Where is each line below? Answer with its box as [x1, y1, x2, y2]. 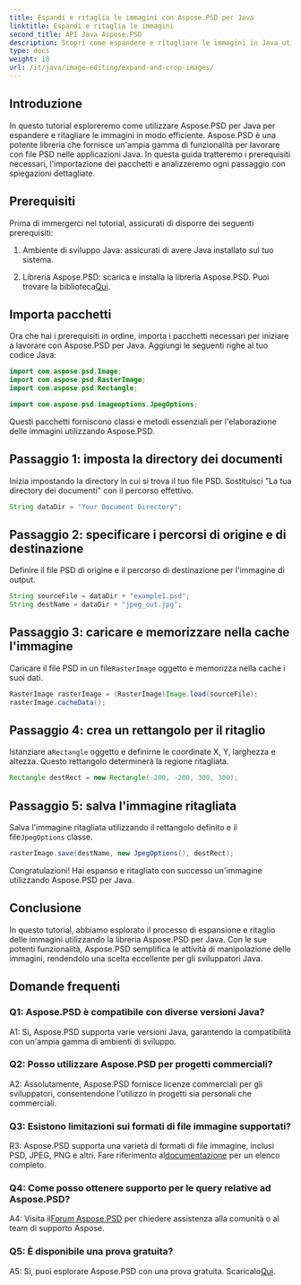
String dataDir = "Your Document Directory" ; [9, 502, 182, 511]
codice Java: [9, 350, 56, 360]
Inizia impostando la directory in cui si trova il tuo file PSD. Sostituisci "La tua [9, 475, 292, 486]
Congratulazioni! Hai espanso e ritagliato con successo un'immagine [9, 865, 262, 875]
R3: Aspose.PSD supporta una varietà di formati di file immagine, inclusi [9, 1141, 275, 1151]
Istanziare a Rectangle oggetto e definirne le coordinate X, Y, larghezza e [9, 746, 276, 758]
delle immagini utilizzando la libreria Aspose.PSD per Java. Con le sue [9, 933, 267, 944]
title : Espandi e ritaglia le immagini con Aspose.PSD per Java [9, 13, 254, 22]
